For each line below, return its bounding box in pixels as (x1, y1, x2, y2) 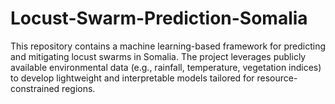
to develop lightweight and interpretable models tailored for (10, 72, 255, 84)
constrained (10, 82, 60, 94)
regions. (61, 82, 96, 94)
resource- (256, 72, 298, 84)
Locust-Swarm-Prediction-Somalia (10, 7, 308, 30)
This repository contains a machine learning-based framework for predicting (10, 40, 326, 52)
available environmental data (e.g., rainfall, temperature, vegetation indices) (10, 61, 322, 73)
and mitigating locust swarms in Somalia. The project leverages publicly (10, 50, 307, 62)
